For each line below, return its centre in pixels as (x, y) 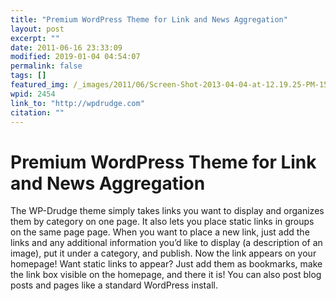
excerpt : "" (35, 38)
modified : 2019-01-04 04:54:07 (75, 57)
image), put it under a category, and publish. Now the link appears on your (163, 253)
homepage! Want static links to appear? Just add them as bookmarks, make (166, 264)
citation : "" (37, 112)
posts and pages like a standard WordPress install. (114, 285)
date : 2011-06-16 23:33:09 (66, 47)
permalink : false (46, 66)
